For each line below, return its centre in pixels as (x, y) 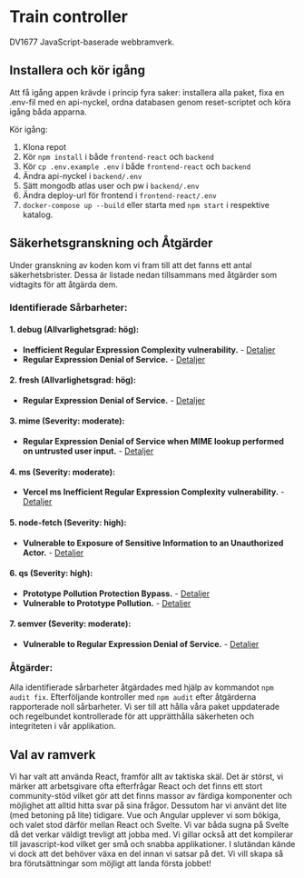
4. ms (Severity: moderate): (63, 472)
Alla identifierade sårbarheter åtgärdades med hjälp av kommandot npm (142, 687)
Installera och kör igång (77, 70)
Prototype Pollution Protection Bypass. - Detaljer (116, 594)
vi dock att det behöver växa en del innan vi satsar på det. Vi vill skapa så (147, 854)
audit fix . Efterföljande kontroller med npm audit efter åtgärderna (133, 697)
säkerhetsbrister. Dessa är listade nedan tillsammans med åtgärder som (143, 274)
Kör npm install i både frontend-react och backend (118, 156)
